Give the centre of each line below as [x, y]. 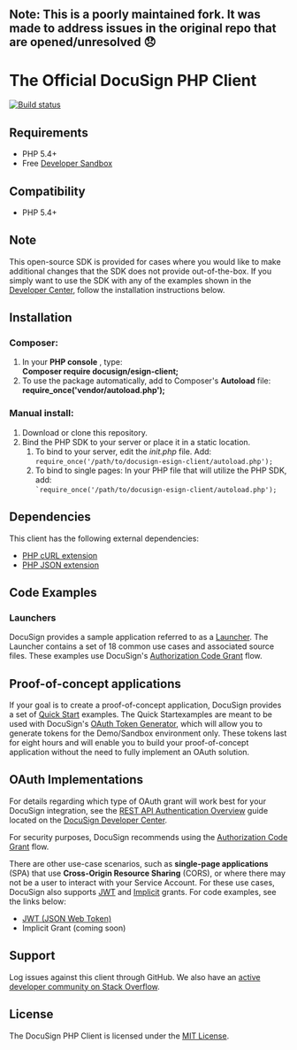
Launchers [33, 617]
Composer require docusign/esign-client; [100, 372]
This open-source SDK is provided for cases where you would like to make [145, 261]
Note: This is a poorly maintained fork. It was [135, 15]
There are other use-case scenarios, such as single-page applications [139, 863]
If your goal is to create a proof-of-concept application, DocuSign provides [145, 705]
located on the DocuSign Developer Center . [88, 820]
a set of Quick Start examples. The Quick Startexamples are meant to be [141, 714]
